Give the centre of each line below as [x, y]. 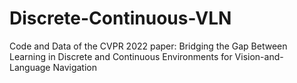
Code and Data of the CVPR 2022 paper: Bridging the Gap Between [148, 46]
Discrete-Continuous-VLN [120, 18]
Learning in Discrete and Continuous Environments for [121, 56]
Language [30, 67]
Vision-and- [259, 56]
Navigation [75, 67]
